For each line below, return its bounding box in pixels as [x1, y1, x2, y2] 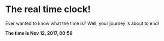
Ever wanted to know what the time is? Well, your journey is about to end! [5, 20, 159, 26]
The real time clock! [5, 4, 91, 15]
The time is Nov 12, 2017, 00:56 [5, 30, 73, 36]
